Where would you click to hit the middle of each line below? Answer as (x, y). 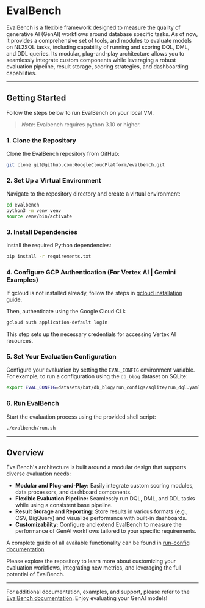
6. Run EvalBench (33, 403)
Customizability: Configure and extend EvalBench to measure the (98, 525)
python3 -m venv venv (34, 211)
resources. (20, 341)
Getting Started (36, 98)
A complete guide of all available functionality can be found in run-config (98, 543)
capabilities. (21, 73)
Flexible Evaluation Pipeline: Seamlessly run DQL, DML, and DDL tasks (105, 499)
